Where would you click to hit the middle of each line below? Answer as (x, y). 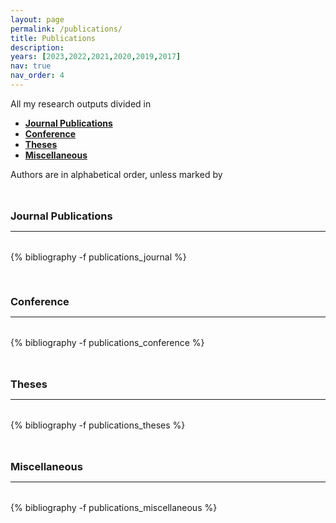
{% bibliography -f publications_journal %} (98, 257)
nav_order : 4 (37, 76)
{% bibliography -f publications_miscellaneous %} (114, 507)
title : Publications (53, 38)
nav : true (31, 66)
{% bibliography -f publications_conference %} (107, 342)
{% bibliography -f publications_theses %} (98, 425)
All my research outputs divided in (81, 103)
